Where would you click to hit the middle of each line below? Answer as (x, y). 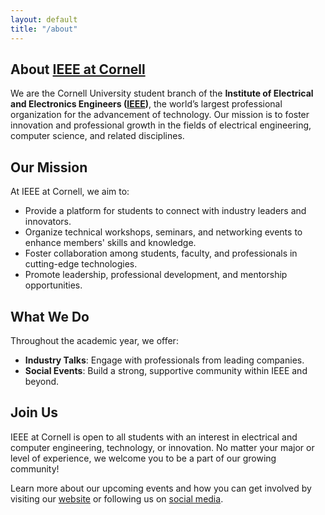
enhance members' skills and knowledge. (110, 243)
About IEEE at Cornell (78, 69)
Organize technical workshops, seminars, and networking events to (163, 232)
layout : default (44, 19)
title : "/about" (44, 29)
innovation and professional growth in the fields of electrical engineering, (161, 125)
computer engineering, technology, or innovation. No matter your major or (162, 447)
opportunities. (53, 285)
